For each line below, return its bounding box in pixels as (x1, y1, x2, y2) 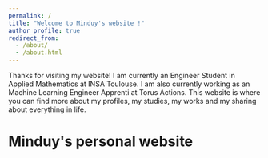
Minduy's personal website (8, 132, 194, 151)
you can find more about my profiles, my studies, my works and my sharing (8, 97, 257, 105)
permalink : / (8, 11, 52, 20)
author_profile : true (8, 26, 81, 34)
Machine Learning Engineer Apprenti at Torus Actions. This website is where (8, 88, 261, 97)
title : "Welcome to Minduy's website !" (8, 19, 146, 27)
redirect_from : (8, 34, 59, 42)
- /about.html (15, 49, 62, 57)
